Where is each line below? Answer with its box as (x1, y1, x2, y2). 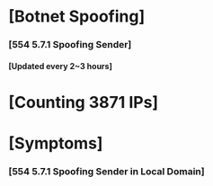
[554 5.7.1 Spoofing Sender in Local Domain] (8, 165, 205, 177)
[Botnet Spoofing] (8, 6, 146, 27)
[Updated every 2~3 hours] (8, 60, 113, 71)
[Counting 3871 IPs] (8, 92, 159, 112)
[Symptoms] (8, 133, 103, 154)
